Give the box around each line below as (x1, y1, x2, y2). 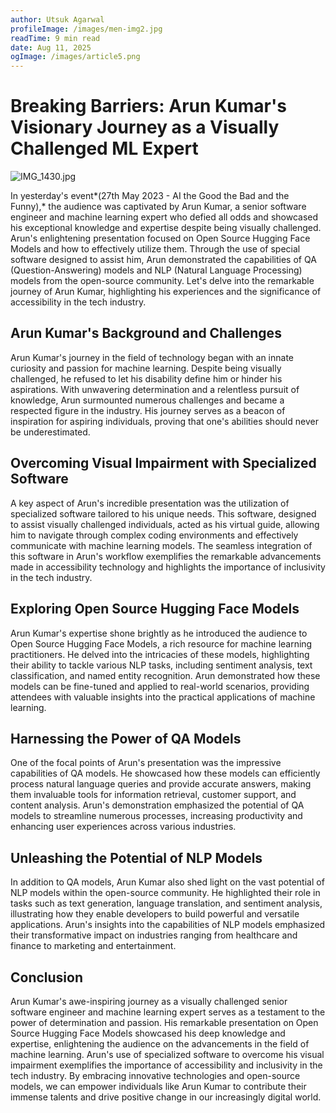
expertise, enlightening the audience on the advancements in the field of (10, 1037, 310, 1050)
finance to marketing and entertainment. (10, 940, 177, 952)
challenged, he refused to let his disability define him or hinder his (10, 372, 283, 385)
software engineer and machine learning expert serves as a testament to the (10, 1006, 326, 1018)
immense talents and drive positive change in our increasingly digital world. (10, 1091, 322, 1103)
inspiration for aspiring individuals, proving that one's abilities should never (10, 415, 319, 427)
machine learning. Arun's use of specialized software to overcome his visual (10, 1048, 325, 1060)
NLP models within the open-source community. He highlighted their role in (10, 887, 321, 899)
